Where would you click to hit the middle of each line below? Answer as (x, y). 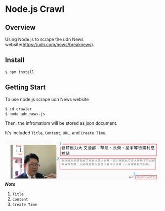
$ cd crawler (19, 109)
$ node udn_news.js (25, 114)
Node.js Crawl (35, 9)
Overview (21, 27)
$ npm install (20, 72)
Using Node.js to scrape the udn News (44, 39)
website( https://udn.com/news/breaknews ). (50, 45)
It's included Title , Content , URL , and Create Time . (56, 133)
